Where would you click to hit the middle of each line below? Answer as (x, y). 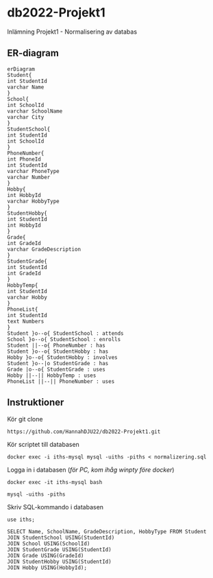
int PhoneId (24, 159)
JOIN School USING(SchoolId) (49, 544)
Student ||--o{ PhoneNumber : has (57, 345)
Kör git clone (25, 419)
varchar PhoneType (33, 171)
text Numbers (26, 321)
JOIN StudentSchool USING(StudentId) (61, 537)
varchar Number (29, 177)
